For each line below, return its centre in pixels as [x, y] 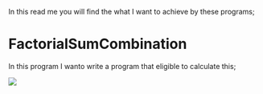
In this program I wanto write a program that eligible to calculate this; [122, 66]
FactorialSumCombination [98, 44]
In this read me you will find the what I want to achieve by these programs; [131, 12]
